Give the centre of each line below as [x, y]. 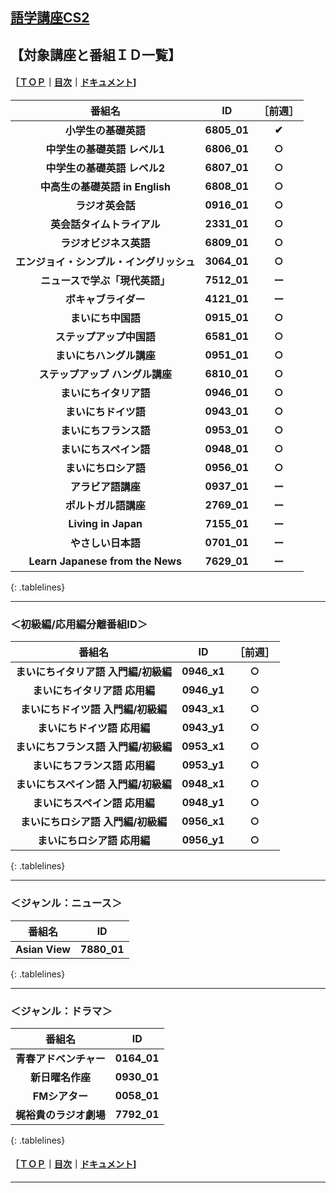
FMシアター [60, 1096]
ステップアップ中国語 [105, 336]
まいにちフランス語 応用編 [94, 766]
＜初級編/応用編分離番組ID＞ [79, 624]
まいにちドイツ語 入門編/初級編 [93, 710]
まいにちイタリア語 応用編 [93, 691]
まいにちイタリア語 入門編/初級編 [94, 672]
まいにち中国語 [105, 318]
